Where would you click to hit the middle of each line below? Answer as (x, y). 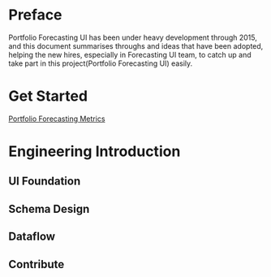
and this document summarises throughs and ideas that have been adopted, (136, 45)
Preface (35, 15)
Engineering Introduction (95, 151)
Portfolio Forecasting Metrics (57, 119)
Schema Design (49, 209)
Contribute (37, 264)
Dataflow (32, 237)
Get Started (48, 96)
